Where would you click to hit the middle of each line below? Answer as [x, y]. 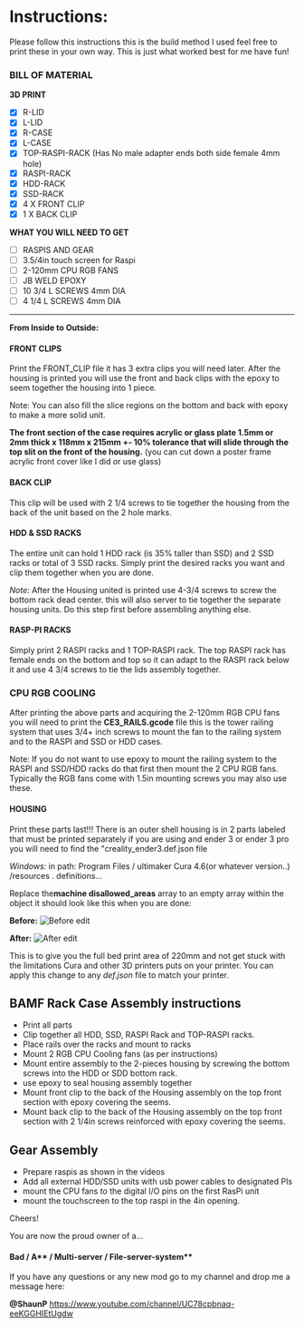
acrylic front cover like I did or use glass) [85, 462]
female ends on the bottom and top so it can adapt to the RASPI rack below [149, 660]
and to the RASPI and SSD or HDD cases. [86, 742]
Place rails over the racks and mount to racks [107, 1044]
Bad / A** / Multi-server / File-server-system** [101, 1256]
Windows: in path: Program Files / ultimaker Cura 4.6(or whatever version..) [150, 866]
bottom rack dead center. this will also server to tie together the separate [145, 600]
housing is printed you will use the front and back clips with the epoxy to [145, 378]
